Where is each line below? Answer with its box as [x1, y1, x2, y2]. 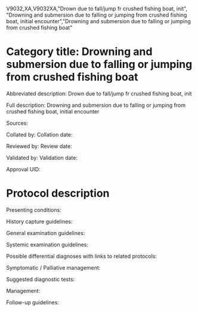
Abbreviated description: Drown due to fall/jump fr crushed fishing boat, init [6, 89, 192, 97]
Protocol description [6, 187, 110, 200]
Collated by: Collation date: [6, 131, 73, 138]
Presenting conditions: [6, 206, 61, 214]
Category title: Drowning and [6, 45, 153, 58]
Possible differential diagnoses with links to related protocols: [6, 252, 157, 260]
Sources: [6, 119, 29, 126]
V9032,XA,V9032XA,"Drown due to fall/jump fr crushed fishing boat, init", [6, 5, 188, 12]
